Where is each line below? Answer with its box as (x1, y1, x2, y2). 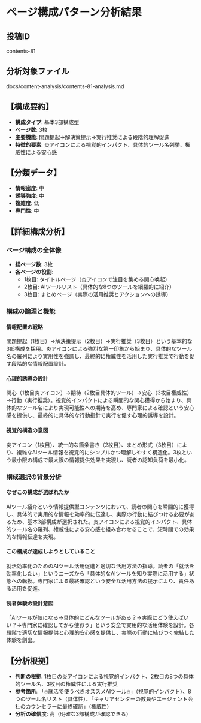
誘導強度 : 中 (14, 192, 45, 200)
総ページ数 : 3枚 (14, 261, 53, 268)
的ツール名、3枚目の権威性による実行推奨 (14, 680, 118, 687)
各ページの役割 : (14, 268, 54, 276)
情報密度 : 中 (14, 185, 45, 192)
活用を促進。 (11, 585, 43, 592)
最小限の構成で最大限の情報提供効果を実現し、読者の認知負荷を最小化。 (11, 456, 190, 463)
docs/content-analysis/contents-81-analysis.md (6, 82, 124, 90)
